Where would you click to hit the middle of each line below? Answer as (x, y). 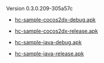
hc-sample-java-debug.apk (48, 42)
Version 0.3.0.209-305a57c (39, 8)
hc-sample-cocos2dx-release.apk (56, 31)
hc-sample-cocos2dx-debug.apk (55, 20)
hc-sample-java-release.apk (49, 54)
